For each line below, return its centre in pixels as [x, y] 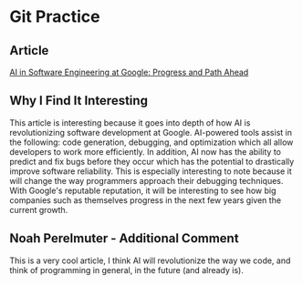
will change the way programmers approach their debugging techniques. [146, 180]
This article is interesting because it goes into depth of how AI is [130, 122]
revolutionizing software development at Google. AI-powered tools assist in [151, 132]
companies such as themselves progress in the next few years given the [145, 200]
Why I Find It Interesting [79, 101]
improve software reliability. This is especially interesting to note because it [151, 171]
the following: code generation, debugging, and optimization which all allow [151, 142]
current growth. [39, 209]
